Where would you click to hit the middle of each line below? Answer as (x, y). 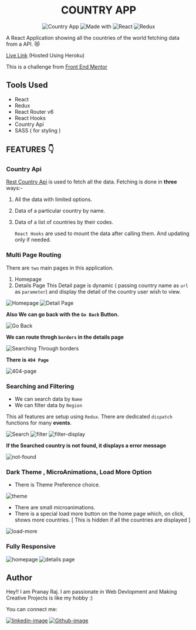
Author (19, 578)
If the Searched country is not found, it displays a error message (86, 445)
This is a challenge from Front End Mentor (57, 67)
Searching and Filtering (40, 386)
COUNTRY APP (99, 10)
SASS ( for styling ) (38, 130)
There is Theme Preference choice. (57, 485)
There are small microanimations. (55, 508)
